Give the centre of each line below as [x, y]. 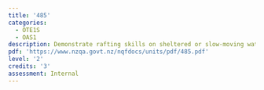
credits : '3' [29, 67]
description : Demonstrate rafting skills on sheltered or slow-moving [126, 45]
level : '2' [26, 59]
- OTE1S [28, 30]
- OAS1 [26, 37]
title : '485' [29, 15]
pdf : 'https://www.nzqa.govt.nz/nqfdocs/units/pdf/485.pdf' [109, 52]
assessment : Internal [44, 74]
